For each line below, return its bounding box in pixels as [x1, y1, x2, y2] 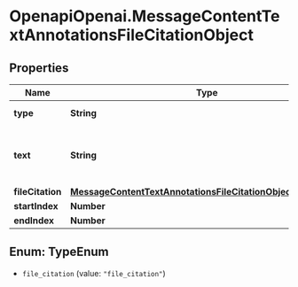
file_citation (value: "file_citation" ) [21, 268, 166, 278]
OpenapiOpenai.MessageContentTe [9, 6, 281, 27]
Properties [9, 60, 69, 75]
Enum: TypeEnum [9, 244, 109, 260]
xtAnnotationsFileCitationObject [9, 25, 255, 45]
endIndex [13, 214, 55, 227]
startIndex [13, 200, 59, 212]
